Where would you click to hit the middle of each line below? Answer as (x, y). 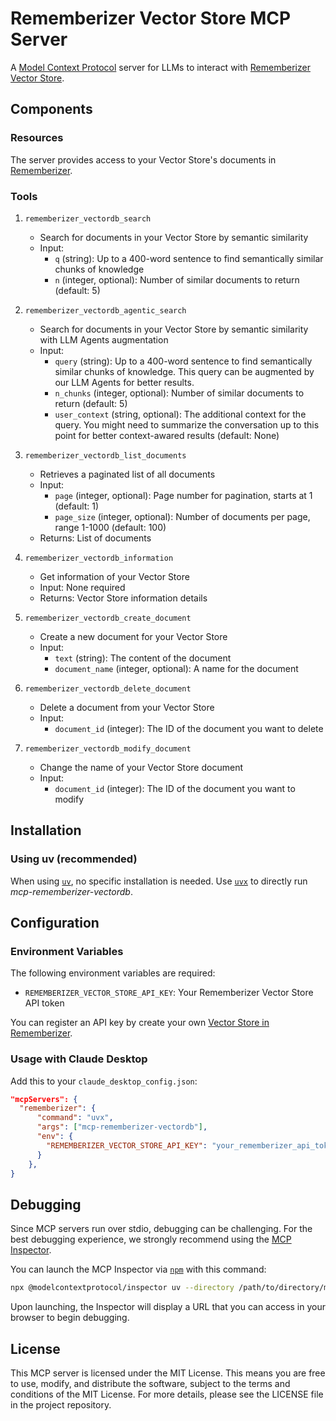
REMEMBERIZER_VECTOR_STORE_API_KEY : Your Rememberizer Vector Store (169, 993)
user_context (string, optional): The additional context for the (180, 414)
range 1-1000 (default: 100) (110, 527)
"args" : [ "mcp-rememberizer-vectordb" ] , (122, 1127)
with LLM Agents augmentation (104, 339)
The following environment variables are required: (113, 973)
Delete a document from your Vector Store (127, 707)
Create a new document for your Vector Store (133, 636)
